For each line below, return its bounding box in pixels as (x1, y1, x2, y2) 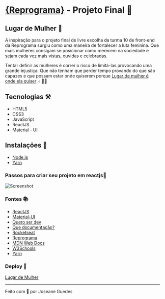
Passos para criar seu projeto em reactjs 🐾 (5, 172, 107, 179)
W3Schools (12, 245, 36, 251)
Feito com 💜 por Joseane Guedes (5, 288, 73, 294)
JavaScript (12, 116, 34, 122)
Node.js (12, 154, 28, 160)
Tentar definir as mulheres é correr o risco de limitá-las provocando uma (5, 63, 152, 68)
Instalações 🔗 (5, 141, 48, 149)
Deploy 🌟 (5, 263, 27, 270)
